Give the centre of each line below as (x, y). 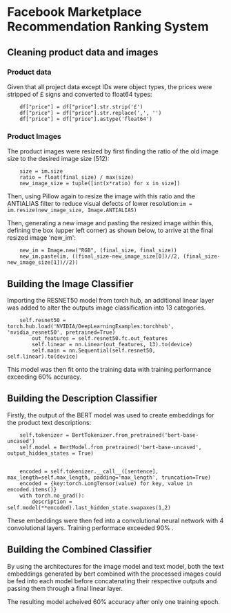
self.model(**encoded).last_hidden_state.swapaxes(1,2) (89, 508)
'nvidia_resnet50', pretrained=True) (61, 332)
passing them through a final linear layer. (65, 588)
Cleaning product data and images (83, 52)
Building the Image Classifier (70, 284)
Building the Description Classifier (82, 398)
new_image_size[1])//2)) (43, 263)
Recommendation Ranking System (108, 27)
